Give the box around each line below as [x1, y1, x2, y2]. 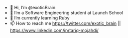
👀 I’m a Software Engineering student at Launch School [9, 10, 124, 16]
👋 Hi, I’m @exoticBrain [9, 5, 56, 10]
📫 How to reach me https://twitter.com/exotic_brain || [9, 20, 121, 26]
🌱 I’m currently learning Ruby [9, 15, 70, 20]
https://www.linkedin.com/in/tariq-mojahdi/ [9, 27, 99, 33]
